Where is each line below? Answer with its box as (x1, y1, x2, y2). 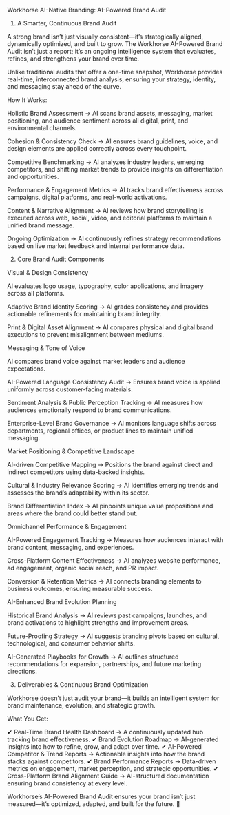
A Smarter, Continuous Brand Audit (17, 19, 117, 27)
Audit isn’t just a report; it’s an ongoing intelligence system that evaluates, (7, 48, 216, 55)
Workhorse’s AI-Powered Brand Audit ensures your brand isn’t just (7, 792, 196, 801)
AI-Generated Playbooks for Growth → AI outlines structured (7, 652, 179, 661)
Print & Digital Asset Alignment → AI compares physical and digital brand (7, 323, 213, 331)
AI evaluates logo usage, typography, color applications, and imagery (7, 282, 205, 290)
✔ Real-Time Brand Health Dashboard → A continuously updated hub (7, 728, 204, 736)
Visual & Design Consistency (7, 269, 89, 276)
